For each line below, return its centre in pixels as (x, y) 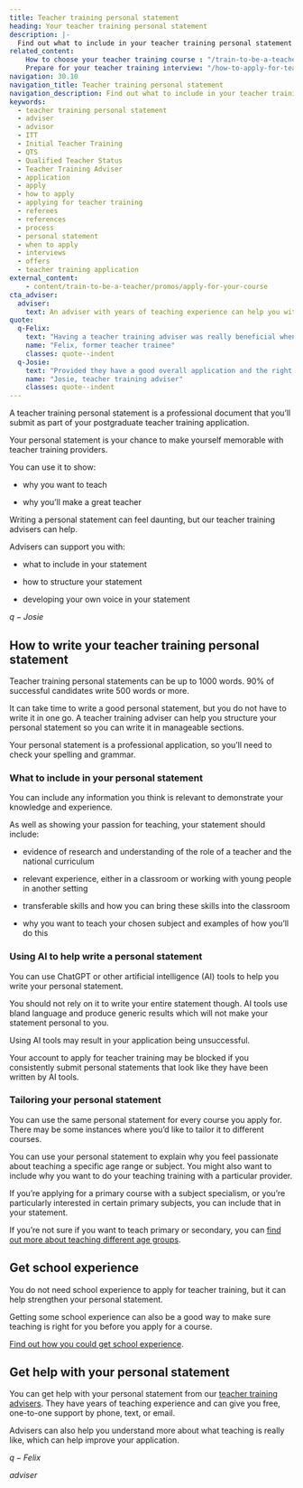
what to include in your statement (84, 565)
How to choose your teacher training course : (115, 60)
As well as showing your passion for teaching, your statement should (138, 825)
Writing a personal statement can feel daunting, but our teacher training (142, 519)
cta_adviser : (34, 295)
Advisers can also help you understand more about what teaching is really (147, 1431)
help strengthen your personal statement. (87, 1299)
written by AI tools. (44, 1077)
